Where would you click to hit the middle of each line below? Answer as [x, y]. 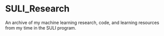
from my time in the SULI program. [41, 27]
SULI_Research [37, 9]
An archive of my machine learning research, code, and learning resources [82, 22]
